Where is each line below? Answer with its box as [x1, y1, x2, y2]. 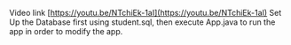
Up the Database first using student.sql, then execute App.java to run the [9, 17, 276, 27]
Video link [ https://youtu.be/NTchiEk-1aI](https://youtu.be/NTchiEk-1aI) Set [9, 8, 282, 18]
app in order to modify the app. [9, 26, 123, 36]
